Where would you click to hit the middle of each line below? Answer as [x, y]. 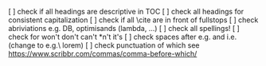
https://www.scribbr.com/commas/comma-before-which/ [103, 54]
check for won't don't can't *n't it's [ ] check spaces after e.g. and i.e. [123, 37]
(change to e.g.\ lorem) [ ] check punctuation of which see [104, 45]
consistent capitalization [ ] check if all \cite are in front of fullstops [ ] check [133, 20]
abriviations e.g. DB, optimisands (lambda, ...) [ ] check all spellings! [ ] [124, 28]
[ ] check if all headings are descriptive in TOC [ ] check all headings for [126, 12]
